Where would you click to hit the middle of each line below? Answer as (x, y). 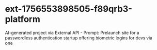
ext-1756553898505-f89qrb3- (69, 9)
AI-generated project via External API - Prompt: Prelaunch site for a (72, 33)
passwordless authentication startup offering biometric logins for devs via (79, 38)
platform (23, 19)
